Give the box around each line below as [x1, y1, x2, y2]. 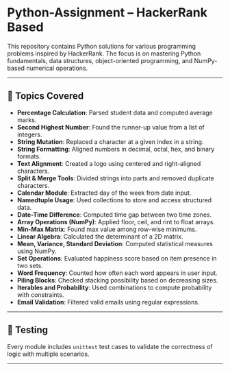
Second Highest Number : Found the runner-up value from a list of [16, 123, 205, 131]
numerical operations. [26, 64, 88, 72]
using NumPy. [16, 247, 57, 255]
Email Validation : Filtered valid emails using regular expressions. [16, 298, 200, 306]
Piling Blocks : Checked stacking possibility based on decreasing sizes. [16, 276, 218, 284]
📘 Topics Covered [7, 91, 84, 102]
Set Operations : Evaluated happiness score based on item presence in [16, 254, 217, 262]
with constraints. [16, 290, 64, 299]
